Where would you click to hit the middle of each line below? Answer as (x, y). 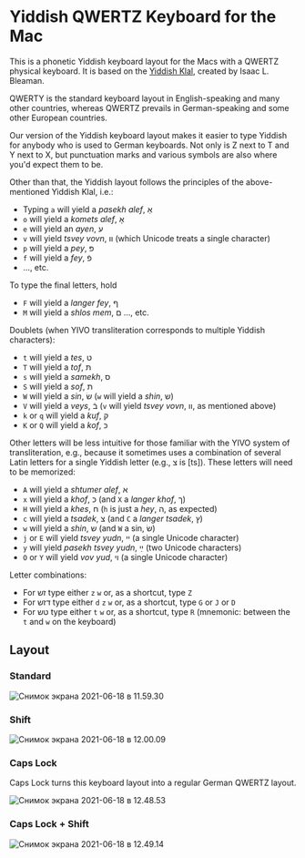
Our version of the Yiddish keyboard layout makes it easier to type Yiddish (148, 135)
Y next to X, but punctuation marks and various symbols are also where (143, 154)
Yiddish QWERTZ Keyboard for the (143, 17)
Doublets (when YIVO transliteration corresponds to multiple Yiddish (137, 330)
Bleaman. (27, 80)
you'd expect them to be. (56, 164)
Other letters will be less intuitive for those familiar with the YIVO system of (150, 443)
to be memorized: (42, 472)
